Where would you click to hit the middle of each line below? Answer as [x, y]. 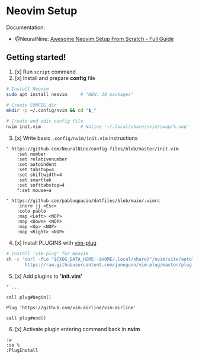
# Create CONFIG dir [32, 105]
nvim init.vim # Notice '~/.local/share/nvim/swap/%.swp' [98, 127]
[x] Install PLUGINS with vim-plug [55, 243]
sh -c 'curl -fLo [28, 259]
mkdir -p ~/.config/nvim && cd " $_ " [51, 111]
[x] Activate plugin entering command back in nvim [77, 329]
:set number [31, 154]
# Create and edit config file [45, 121]
